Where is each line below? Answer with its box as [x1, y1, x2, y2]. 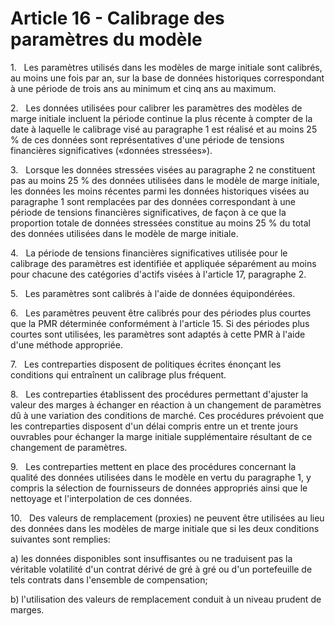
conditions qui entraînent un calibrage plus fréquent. [10, 368, 227, 381]
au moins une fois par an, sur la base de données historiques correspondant [10, 72, 325, 84]
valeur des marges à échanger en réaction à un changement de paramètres [10, 398, 322, 411]
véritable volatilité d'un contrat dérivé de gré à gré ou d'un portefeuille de [10, 563, 313, 575]
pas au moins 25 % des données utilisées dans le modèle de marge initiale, [10, 174, 320, 186]
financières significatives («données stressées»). [10, 144, 213, 156]
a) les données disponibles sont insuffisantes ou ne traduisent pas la [10, 552, 293, 564]
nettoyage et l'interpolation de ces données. [10, 492, 193, 504]
